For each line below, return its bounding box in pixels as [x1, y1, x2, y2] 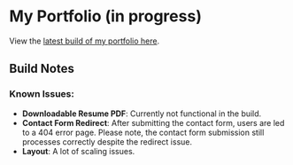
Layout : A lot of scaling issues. [21, 145, 135, 156]
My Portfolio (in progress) [9, 6, 202, 27]
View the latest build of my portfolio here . [9, 35, 160, 46]
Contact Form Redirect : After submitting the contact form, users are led [21, 117, 285, 128]
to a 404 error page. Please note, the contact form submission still [21, 127, 265, 137]
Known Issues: [9, 88, 75, 100]
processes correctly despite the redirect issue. [21, 136, 193, 147]
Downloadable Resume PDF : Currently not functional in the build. [21, 108, 262, 119]
